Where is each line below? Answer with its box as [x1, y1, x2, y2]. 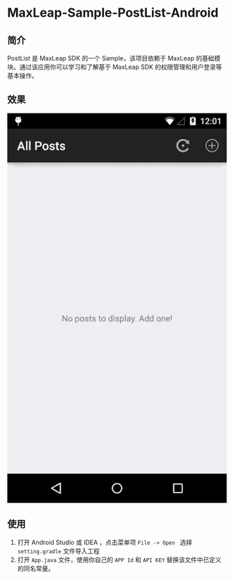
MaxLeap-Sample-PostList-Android [7, 5, 219, 21]
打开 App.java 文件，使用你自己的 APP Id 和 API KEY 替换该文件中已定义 [17, 555, 221, 564]
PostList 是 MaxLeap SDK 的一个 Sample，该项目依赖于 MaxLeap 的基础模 [7, 54, 221, 62]
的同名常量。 [17, 564, 54, 572]
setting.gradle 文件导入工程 [17, 546, 100, 555]
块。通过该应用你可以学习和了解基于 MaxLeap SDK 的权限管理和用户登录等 [7, 63, 223, 71]
